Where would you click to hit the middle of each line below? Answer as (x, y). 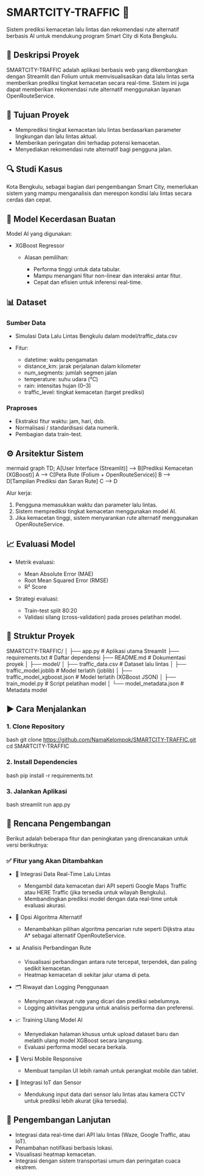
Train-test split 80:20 (51, 610)
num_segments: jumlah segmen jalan (71, 373)
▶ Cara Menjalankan (46, 709)
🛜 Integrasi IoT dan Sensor (48, 1083)
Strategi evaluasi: (37, 599)
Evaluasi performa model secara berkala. (76, 1047)
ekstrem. (26, 1167)
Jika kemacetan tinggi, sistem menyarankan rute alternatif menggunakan (107, 517)
